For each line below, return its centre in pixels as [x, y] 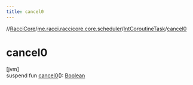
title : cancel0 [25, 12]
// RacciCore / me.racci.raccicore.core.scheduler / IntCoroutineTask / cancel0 [96, 29]
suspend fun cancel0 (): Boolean [46, 75]
